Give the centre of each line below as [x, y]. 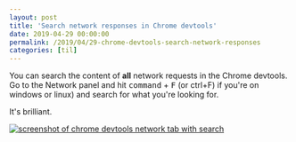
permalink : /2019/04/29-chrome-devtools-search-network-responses [135, 42]
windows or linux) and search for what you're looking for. [114, 95]
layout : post [33, 17]
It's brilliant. [31, 112]
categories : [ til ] [43, 51]
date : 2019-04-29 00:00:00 [59, 34]
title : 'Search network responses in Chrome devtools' [113, 26]
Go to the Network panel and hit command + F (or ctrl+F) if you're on [134, 85]
